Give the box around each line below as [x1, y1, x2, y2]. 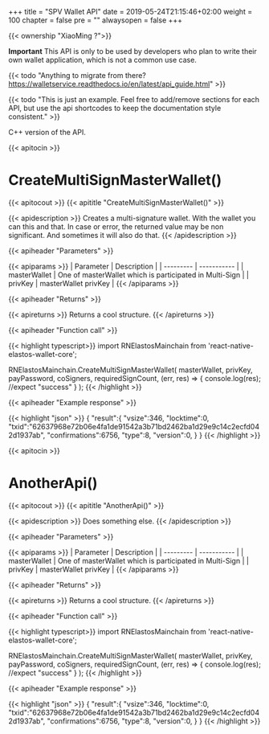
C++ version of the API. [8, 128, 86, 137]
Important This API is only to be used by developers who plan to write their [8, 47, 257, 55]
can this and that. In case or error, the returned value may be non [8, 221, 224, 232]
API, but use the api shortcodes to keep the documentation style [8, 104, 222, 113]
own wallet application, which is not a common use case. [8, 55, 197, 64]
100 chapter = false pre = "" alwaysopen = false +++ [8, 15, 183, 25]
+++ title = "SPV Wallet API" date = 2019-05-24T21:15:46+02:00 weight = [8, 7, 253, 16]
